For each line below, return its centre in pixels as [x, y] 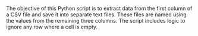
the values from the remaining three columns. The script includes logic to [96, 21]
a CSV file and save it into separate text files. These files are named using [96, 15]
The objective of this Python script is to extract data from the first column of [99, 8]
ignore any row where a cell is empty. [52, 27]
